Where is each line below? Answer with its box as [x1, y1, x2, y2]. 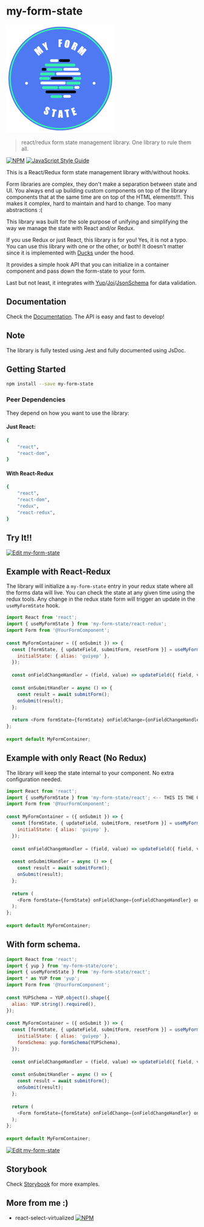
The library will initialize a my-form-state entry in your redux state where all [6, 583, 194, 590]
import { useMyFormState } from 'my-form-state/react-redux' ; [6, 621, 167, 627]
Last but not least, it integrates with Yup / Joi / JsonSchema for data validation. [6, 279, 197, 286]
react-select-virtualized [15, 1214, 75, 1222]
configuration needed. [6, 776, 62, 783]
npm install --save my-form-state [6, 381, 94, 387]
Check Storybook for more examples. [6, 1180, 100, 1188]
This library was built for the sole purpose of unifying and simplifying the [6, 217, 188, 225]
